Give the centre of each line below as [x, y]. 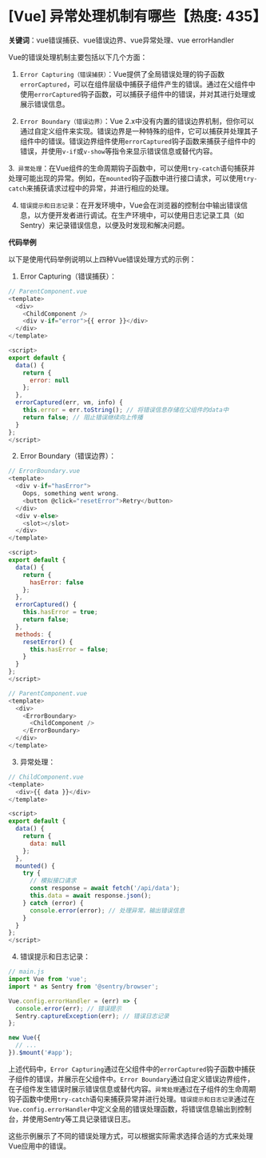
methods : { [34, 634]
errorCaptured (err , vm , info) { [69, 403]
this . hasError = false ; [69, 649]
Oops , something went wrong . [71, 494]
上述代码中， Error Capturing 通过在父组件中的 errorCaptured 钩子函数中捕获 [132, 1068]
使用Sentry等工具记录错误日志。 [82, 1119]
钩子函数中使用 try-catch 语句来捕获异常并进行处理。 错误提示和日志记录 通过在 [132, 1099]
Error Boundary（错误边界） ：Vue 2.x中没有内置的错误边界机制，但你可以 [137, 121]
